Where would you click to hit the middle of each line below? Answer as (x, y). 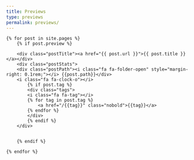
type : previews (25, 17)
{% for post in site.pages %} (43, 39)
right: (14, 75)
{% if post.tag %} (50, 85)
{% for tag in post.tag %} (60, 101)
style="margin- (170, 69)
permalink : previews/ (33, 22)
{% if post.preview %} (45, 44)
